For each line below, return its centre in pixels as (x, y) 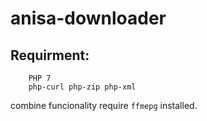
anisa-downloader (88, 18)
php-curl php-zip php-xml (82, 87)
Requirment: (50, 55)
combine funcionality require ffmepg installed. (104, 105)
